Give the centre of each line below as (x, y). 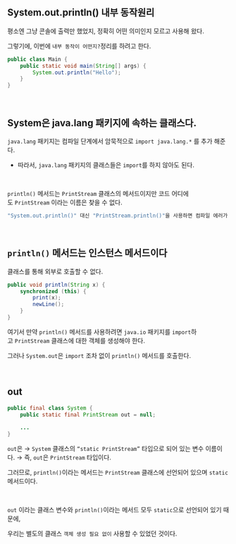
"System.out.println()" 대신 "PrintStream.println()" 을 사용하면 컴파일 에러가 (118, 216)
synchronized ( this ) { (53, 291)
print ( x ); (47, 298)
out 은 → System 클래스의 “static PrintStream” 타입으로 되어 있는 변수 (106, 449)
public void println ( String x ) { (56, 285)
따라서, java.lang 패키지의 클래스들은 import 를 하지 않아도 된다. (106, 165)
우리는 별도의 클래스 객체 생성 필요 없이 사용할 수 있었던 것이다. (92, 533)
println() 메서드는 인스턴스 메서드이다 (87, 253)
